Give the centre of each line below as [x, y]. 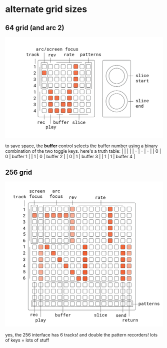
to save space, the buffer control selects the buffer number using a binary [81, 146]
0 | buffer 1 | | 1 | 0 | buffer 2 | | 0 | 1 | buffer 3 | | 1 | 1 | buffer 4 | [70, 157]
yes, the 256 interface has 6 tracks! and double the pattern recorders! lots [81, 335]
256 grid [19, 172]
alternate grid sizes [46, 9]
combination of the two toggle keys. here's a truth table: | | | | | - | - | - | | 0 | [83, 151]
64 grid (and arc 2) [35, 28]
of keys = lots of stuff [27, 340]
